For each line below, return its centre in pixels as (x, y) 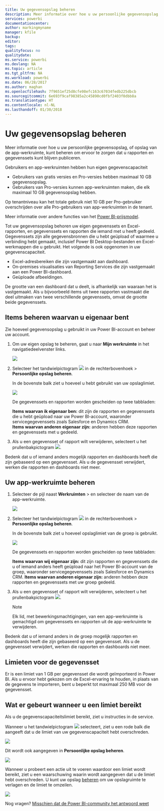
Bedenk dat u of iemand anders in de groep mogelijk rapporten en (72, 636)
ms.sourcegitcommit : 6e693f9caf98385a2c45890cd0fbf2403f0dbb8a (71, 96)
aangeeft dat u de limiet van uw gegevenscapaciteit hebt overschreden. (77, 732)
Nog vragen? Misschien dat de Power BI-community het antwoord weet (77, 804)
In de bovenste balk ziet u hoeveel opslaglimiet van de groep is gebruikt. (85, 533)
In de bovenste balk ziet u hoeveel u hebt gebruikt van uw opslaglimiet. (83, 383)
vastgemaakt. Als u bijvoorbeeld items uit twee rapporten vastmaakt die (77, 292)
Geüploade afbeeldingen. (38, 277)
